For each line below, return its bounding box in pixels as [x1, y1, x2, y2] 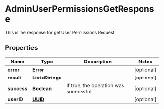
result [7, 74, 22, 81]
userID [7, 96, 23, 103]
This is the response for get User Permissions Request [5, 30, 115, 35]
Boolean [32, 85, 52, 92]
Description [84, 58, 112, 65]
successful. [66, 88, 93, 95]
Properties [5, 44, 38, 52]
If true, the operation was [66, 82, 124, 89]
